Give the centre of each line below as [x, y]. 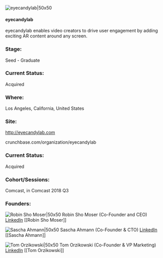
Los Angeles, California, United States [45, 108]
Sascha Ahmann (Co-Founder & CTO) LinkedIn [109, 230]
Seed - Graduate [23, 60]
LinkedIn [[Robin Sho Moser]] [36, 220]
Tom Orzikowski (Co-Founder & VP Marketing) [108, 245]
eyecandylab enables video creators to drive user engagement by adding [82, 31]
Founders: [18, 203]
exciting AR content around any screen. [46, 36]
